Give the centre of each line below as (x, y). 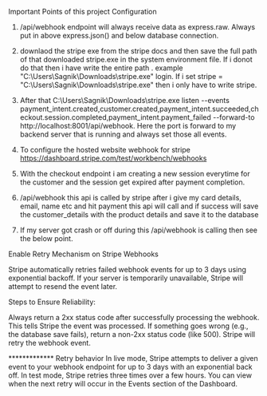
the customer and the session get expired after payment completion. (132, 182)
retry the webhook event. (50, 343)
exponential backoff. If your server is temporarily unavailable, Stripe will (126, 278)
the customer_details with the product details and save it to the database (139, 214)
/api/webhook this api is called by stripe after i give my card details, (130, 198)
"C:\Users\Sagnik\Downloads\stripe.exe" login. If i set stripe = (121, 76)
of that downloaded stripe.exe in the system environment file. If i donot (136, 59)
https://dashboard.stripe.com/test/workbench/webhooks (113, 158)
